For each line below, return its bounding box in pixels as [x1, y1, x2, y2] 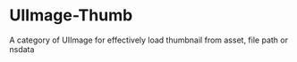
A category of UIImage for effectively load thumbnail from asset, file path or [9, 35, 289, 45]
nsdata [9, 43, 35, 54]
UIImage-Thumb [9, 5, 133, 26]
